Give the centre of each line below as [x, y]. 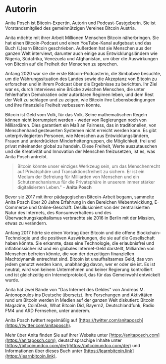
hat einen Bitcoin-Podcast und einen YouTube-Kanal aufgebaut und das [78, 43]
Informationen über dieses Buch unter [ [45, 351]
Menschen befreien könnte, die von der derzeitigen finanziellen [70, 254]
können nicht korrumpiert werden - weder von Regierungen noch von [76, 120]
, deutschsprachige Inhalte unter [89, 340]
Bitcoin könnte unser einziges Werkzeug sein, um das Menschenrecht [88, 166]
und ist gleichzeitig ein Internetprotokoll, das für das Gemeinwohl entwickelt [83, 274]
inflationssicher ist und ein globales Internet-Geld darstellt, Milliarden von [80, 248]
